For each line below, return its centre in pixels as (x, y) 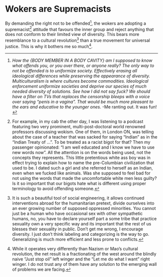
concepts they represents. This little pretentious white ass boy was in (81, 157)
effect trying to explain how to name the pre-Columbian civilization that (83, 163)
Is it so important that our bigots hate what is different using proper (79, 183)
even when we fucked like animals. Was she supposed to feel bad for (81, 173)
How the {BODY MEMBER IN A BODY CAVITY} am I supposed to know (82, 60)
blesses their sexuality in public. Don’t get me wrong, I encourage (77, 229)
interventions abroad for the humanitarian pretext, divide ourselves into (83, 203)
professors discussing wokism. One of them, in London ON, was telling (83, 132)
